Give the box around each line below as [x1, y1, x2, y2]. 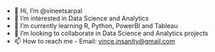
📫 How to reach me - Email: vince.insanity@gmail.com [13, 37, 175, 45]
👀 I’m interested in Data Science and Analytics [13, 14, 149, 22]
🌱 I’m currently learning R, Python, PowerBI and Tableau [13, 22, 178, 30]
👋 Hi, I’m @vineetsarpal [13, 7, 83, 15]
